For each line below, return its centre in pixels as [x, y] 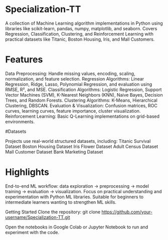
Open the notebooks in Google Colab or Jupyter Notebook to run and [77, 227]
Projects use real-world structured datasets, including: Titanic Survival [78, 141]
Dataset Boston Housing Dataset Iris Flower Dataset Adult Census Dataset [82, 146]
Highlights [27, 172]
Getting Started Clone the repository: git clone [53, 212]
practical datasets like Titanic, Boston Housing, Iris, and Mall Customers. [80, 39]
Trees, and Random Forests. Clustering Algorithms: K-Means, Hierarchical [81, 100]
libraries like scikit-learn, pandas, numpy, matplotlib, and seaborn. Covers [81, 28]
